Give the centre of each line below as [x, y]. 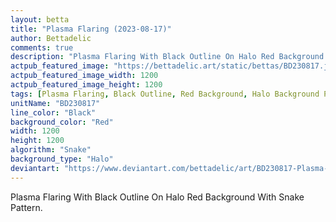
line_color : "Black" [53, 112]
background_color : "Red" [62, 122]
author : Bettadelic [51, 38]
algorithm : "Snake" [51, 150]
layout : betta [40, 19]
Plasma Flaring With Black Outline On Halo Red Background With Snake [157, 197]
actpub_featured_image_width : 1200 [84, 76]
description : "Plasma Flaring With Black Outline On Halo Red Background [167, 57]
